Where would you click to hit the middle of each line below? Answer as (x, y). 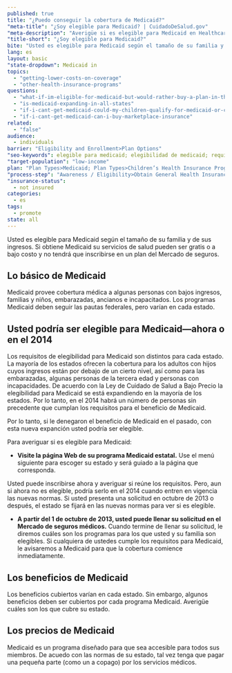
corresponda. (36, 470)
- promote (27, 213)
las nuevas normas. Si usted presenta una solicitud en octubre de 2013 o (110, 499)
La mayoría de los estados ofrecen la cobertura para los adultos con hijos (112, 364)
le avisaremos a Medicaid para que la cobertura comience (100, 548)
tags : (15, 207)
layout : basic (28, 59)
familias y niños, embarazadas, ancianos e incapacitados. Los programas (112, 300)
